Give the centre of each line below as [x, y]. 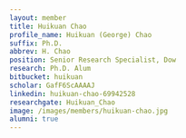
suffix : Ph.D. [36, 43]
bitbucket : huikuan [46, 77]
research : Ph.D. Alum [50, 69]
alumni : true [34, 119]
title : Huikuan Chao [49, 26]
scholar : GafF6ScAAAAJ [52, 85]
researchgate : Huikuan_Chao [63, 102]
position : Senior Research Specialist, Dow [93, 60]
